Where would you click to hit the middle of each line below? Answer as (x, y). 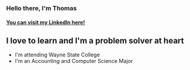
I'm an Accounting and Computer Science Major (74, 61)
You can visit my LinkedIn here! (46, 22)
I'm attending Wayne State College (57, 55)
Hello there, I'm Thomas (42, 8)
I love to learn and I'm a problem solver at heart (95, 40)
